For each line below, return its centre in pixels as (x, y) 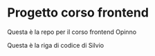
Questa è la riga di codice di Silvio (56, 45)
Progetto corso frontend (78, 13)
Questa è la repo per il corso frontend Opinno (72, 32)
